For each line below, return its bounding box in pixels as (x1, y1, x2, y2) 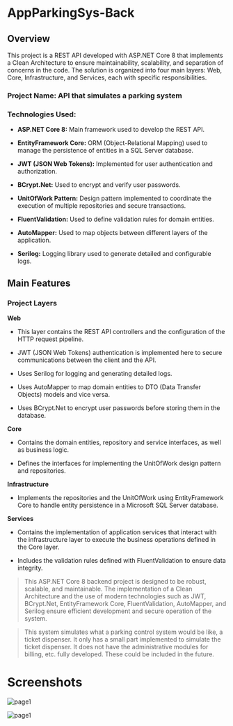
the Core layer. (17, 543, 60, 551)
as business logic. (17, 445, 70, 454)
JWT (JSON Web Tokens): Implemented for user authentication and (17, 160, 214, 168)
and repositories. (17, 466, 66, 475)
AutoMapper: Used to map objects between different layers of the (17, 229, 208, 237)
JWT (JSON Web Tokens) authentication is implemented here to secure (17, 348, 223, 356)
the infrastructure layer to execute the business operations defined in (17, 535, 216, 543)
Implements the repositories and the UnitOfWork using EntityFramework (17, 493, 224, 501)
